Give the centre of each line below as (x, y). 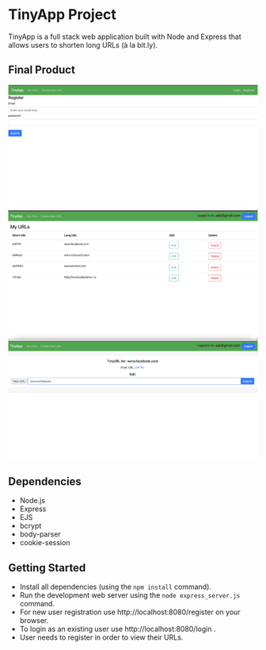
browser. (34, 620)
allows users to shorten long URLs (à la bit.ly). (83, 44)
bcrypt (30, 526)
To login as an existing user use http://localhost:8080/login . (118, 629)
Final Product (42, 70)
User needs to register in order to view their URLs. (101, 637)
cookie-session (45, 543)
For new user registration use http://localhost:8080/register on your (130, 612)
